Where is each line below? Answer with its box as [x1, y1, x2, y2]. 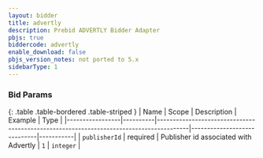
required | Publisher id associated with [127, 132, 252, 142]
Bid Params [8, 88, 53, 100]
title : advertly [8, 19, 61, 27]
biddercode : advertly [8, 41, 80, 49]
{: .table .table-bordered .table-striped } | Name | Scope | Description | [8, 107, 237, 117]
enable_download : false [8, 48, 87, 56]
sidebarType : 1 [8, 63, 58, 71]
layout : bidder [8, 11, 58, 20]
